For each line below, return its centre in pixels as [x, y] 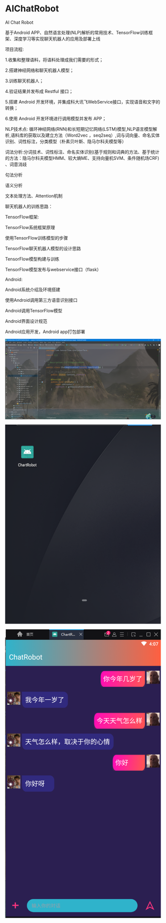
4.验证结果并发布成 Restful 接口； [39, 91]
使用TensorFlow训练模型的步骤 [37, 238]
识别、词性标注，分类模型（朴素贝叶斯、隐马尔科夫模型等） [66, 141]
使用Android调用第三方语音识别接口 [41, 300]
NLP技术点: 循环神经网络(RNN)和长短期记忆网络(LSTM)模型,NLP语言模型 [79, 129]
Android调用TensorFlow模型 [34, 310]
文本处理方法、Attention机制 [34, 195]
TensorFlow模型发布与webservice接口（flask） [53, 269]
